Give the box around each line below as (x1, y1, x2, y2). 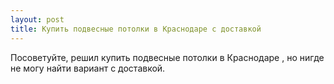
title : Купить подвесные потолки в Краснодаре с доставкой (10, 24, 262, 34)
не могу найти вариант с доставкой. (10, 62, 166, 74)
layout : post (10, 14, 65, 25)
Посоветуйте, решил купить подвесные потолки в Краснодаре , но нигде (10, 51, 325, 63)
